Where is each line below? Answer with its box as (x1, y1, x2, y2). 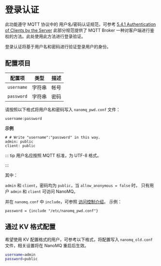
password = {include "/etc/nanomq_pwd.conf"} (5, 208, 98, 213)
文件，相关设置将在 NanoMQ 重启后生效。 (5, 242, 89, 248)
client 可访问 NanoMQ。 (28, 188, 78, 194)
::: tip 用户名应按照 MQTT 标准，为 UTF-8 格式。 (5, 152, 102, 158)
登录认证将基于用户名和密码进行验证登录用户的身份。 (5, 44, 111, 49)
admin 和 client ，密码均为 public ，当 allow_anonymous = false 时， (5, 182, 140, 188)
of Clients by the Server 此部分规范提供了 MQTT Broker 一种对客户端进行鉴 (5, 27, 155, 33)
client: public (5, 143, 36, 148)
